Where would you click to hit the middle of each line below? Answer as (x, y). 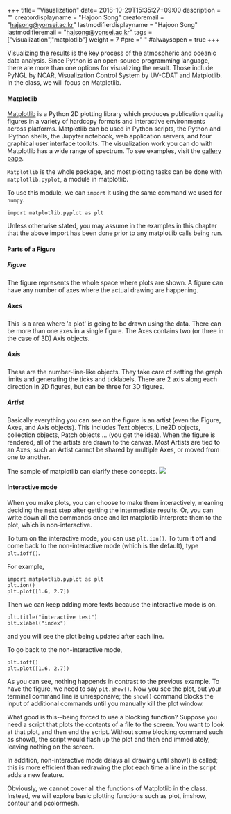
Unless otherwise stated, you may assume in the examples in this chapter (112, 226)
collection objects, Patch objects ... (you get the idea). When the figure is (111, 435)
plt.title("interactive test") (52, 617)
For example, (26, 566)
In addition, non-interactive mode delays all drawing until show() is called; (113, 760)
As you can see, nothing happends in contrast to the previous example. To (113, 681)
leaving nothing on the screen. (51, 747)
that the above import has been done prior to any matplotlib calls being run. (115, 233)
